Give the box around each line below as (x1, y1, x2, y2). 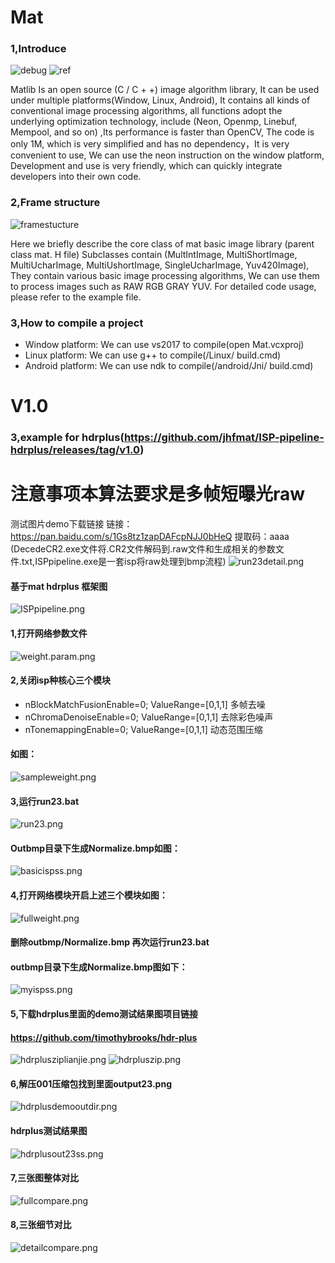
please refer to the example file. (10, 291, 142, 303)
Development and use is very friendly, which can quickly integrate (10, 160, 283, 172)
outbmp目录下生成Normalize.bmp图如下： (10, 961, 188, 973)
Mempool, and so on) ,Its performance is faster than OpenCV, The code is (10, 126, 315, 138)
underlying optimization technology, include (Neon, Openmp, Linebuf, (10, 116, 298, 128)
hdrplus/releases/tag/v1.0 (10, 443, 141, 457)
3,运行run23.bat (10, 795, 80, 807)
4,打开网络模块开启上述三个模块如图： (10, 889, 168, 901)
